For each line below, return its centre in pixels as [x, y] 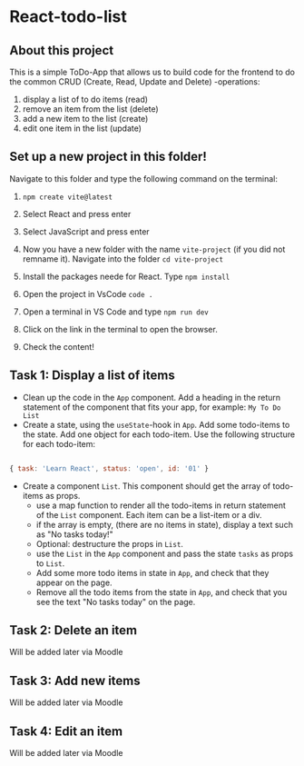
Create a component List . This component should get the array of [147, 486]
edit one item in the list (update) [82, 128]
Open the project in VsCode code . [88, 293]
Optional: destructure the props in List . [110, 543]
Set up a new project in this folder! [108, 157]
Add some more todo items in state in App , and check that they [152, 572]
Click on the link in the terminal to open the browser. [120, 329]
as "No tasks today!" [74, 534]
